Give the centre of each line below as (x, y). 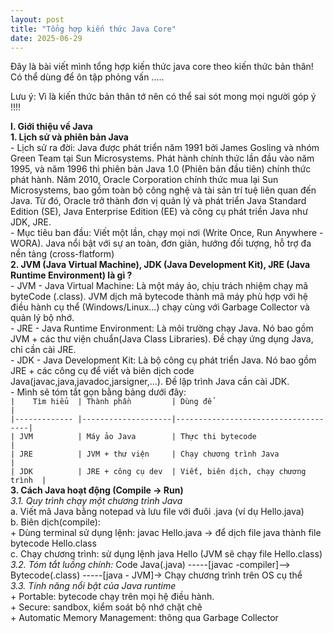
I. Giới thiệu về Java (51, 127)
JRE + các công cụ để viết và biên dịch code (102, 371)
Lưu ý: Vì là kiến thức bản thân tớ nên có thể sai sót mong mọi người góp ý (163, 97)
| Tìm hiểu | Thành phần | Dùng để (111, 402)
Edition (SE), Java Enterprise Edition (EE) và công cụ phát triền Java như (159, 212)
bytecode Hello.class (53, 543)
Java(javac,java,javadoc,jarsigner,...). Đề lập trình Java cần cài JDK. (150, 382)
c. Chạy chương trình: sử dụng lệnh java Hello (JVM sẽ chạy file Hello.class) (166, 554)
